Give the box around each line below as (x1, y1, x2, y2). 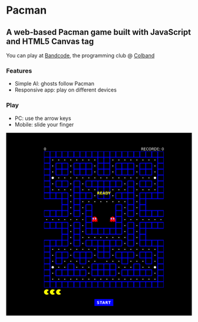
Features (6, 66, 32, 74)
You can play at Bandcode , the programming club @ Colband (6, 52, 155, 59)
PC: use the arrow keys (14, 115, 72, 122)
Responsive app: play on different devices (14, 86, 117, 93)
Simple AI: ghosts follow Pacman (14, 80, 94, 87)
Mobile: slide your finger (14, 121, 74, 128)
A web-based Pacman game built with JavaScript (6, 27, 192, 37)
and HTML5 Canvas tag (6, 36, 94, 46)
